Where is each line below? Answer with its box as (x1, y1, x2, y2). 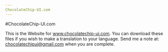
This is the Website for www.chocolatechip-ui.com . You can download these (5, 30, 163, 36)
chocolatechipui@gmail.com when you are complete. (5, 41, 115, 47)
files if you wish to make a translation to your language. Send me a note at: (5, 36, 159, 42)
